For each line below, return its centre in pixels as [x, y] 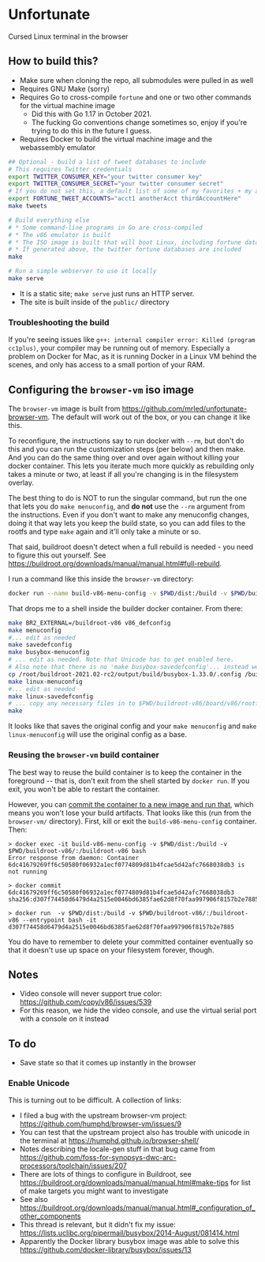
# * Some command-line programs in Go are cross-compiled [105, 227]
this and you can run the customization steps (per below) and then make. [127, 449]
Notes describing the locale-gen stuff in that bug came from [117, 1149]
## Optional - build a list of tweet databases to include [107, 162]
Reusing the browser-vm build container [84, 755]
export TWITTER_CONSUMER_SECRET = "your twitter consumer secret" [116, 184]
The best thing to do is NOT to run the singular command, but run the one [127, 498]
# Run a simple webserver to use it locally [82, 271]
